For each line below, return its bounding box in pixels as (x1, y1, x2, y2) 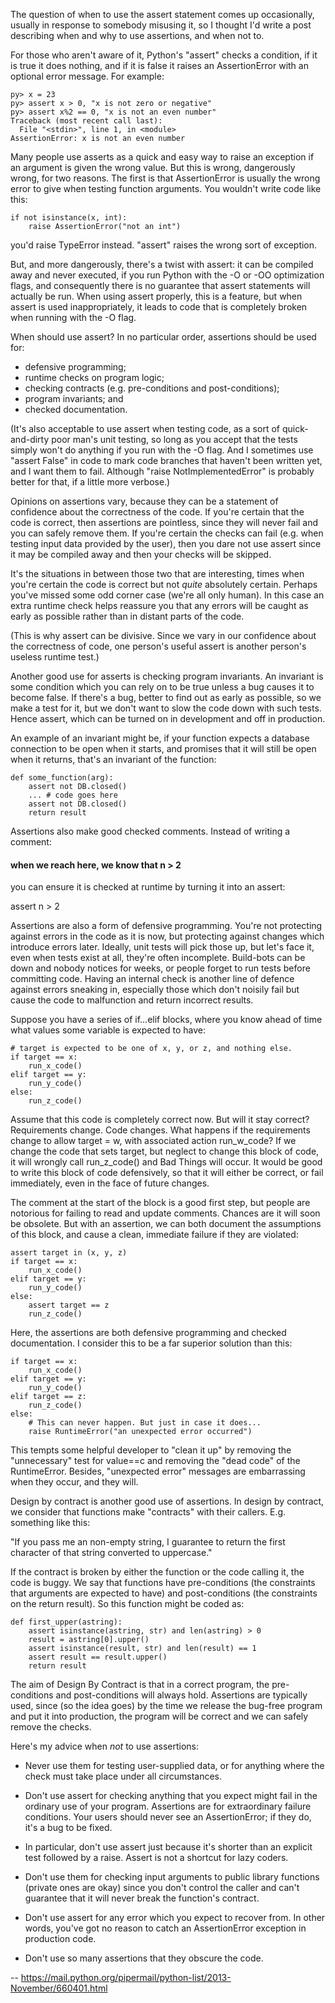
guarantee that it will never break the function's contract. (24, 1892, 260, 1904)
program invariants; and (24, 393, 124, 404)
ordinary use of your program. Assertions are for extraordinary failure (24, 1800, 312, 1813)
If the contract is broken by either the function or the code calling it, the (10, 1566, 305, 1578)
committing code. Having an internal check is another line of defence (10, 973, 295, 985)
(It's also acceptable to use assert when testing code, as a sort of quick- (10, 423, 309, 434)
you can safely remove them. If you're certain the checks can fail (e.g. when (10, 527, 324, 539)
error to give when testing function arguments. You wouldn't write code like (10, 183, 322, 194)
